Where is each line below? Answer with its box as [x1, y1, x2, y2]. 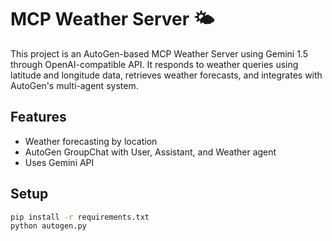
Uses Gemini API [24, 156, 95, 168]
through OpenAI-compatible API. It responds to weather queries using [10, 58, 299, 70]
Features [10, 109, 67, 126]
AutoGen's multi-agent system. [10, 79, 139, 91]
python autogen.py [10, 221, 87, 231]
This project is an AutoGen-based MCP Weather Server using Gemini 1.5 [10, 47, 308, 60]
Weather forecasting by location [24, 135, 158, 147]
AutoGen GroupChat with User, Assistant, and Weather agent [24, 146, 277, 158]
